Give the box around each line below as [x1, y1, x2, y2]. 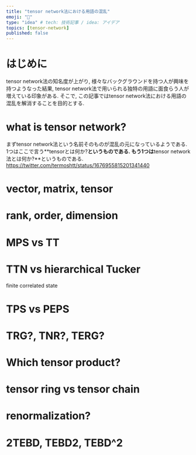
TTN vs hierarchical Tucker [6, 263, 141, 275]
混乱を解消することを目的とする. [6, 100, 85, 107]
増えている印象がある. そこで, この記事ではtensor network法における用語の [6, 92, 187, 99]
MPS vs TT [6, 236, 60, 249]
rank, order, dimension [6, 209, 118, 222]
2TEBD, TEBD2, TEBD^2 [6, 436, 123, 449]
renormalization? [6, 409, 91, 423]
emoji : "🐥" [6, 14, 33, 20]
